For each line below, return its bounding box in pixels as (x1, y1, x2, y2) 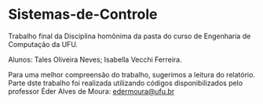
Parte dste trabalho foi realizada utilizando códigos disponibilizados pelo (8, 78, 243, 88)
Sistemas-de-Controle (8, 5, 159, 23)
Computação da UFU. (8, 39, 79, 48)
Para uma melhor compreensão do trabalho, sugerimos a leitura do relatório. (8, 70, 255, 79)
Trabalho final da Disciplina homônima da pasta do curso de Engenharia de (8, 31, 251, 41)
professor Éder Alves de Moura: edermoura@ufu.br (8, 86, 175, 95)
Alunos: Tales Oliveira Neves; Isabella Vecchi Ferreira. (8, 55, 182, 64)
